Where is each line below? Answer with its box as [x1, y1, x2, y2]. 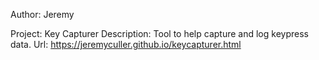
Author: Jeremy [10, 9, 75, 20]
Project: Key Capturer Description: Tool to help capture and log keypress [10, 28, 309, 39]
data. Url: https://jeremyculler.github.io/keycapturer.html [10, 39, 242, 50]
